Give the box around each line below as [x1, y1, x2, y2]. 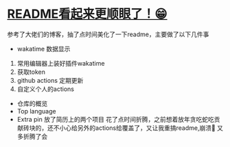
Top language [16, 107, 56, 115]
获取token [16, 68, 46, 76]
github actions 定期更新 [16, 76, 84, 84]
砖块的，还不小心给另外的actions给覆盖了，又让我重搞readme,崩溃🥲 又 [23, 124, 224, 132]
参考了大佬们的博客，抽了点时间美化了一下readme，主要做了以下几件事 [7, 30, 209, 38]
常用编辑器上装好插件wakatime [16, 59, 105, 67]
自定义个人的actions [16, 85, 74, 93]
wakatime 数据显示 [16, 44, 71, 53]
